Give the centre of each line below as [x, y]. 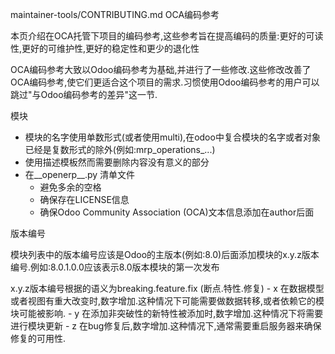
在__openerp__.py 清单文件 [80, 174]
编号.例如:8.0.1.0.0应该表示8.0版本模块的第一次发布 [115, 267]
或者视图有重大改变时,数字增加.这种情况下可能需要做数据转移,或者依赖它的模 [167, 301]
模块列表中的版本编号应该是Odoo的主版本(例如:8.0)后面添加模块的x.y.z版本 [165, 254]
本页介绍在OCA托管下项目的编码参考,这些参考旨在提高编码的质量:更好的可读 [167, 36]
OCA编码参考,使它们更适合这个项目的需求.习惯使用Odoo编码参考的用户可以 [165, 82]
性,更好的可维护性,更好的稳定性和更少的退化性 [105, 48]
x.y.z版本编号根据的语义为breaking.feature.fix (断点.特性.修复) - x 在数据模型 [167, 288]
